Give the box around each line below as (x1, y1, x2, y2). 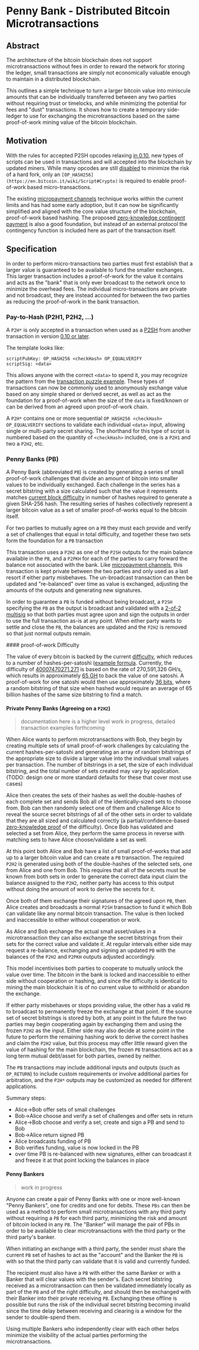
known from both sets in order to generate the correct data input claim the (6, 873, 188, 881)
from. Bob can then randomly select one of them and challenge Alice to (6, 804, 181, 812)
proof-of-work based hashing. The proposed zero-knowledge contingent (6, 214, 185, 221)
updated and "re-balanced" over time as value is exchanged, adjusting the (6, 580, 188, 588)
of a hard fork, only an (6, 171, 61, 178)
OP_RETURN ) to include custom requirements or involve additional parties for (6, 1070, 189, 1077)
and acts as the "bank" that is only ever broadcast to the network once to (6, 279, 186, 286)
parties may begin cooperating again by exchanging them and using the (6, 1021, 182, 1028)
